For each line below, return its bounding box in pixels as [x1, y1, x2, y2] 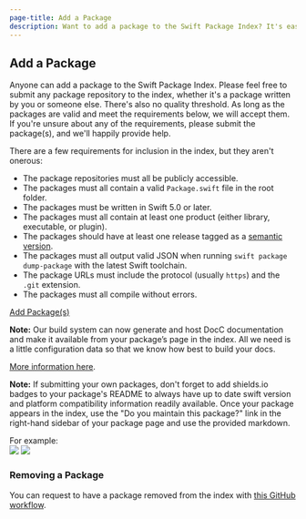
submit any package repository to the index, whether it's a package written [9, 89, 291, 100]
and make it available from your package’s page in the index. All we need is [9, 334, 291, 345]
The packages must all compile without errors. [22, 289, 198, 300]
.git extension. [22, 280, 81, 290]
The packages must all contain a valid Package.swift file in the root [22, 183, 275, 194]
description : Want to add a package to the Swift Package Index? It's [9, 22, 283, 31]
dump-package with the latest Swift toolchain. [22, 260, 188, 271]
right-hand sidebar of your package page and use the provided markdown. [9, 418, 291, 429]
